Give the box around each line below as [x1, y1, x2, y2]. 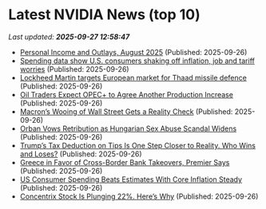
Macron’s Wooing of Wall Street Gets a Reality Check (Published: [19, 106, 233, 116]
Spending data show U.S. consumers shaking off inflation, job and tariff [19, 56, 256, 65]
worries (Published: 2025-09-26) [19, 64, 129, 73]
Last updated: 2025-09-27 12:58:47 [8, 32, 130, 41]
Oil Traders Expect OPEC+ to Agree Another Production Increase [19, 89, 234, 99]
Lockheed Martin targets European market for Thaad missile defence [19, 73, 248, 82]
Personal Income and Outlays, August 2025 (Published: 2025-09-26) [19, 47, 248, 57]
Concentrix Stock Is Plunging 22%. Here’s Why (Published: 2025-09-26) [19, 191, 259, 201]
